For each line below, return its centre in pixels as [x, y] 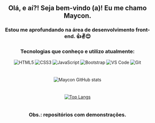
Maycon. [77, 16]
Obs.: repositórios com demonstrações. [77, 115]
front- [143, 30]
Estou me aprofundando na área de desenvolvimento [70, 30]
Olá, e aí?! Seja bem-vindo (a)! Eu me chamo [77, 8]
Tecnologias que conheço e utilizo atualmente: [77, 51]
